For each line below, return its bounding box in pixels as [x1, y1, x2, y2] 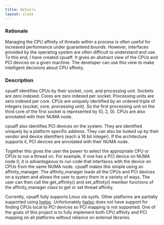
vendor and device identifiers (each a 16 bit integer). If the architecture [5, 133, 147, 139]
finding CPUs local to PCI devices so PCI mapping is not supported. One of [5, 204, 156, 210]
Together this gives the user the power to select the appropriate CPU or [5, 148, 149, 154]
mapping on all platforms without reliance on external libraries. [5, 215, 131, 221]
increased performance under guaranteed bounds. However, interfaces [5, 44, 149, 50]
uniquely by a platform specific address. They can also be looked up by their [5, 129, 159, 134]
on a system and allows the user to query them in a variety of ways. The [5, 174, 150, 180]
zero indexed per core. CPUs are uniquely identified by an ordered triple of [5, 98, 155, 104]
